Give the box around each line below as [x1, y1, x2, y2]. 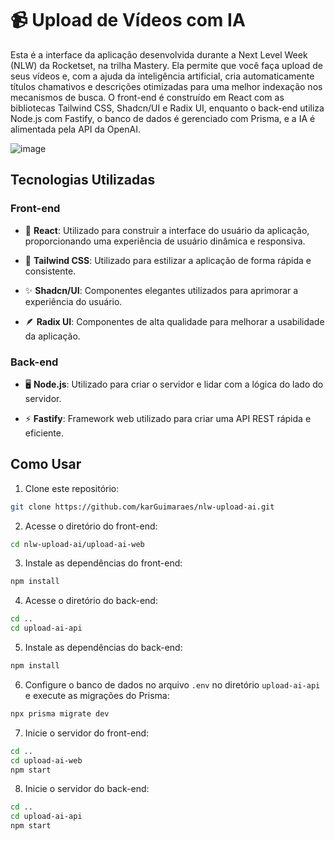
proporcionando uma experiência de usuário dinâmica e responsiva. [24, 235, 306, 247]
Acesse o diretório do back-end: [24, 595, 158, 607]
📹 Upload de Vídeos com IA [10, 9, 246, 32]
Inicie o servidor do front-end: [24, 727, 150, 739]
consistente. [24, 265, 77, 277]
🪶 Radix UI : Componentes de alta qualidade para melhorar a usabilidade [24, 315, 325, 327]
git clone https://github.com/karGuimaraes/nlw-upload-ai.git [10, 502, 275, 512]
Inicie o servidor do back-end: [24, 783, 150, 795]
